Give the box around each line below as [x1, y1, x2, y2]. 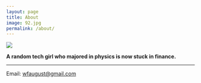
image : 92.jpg [6, 20, 42, 26]
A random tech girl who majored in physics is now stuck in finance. [6, 53, 176, 60]
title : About [6, 14, 39, 20]
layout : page [6, 8, 39, 15]
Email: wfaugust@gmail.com [6, 70, 77, 78]
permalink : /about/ [6, 25, 55, 32]
